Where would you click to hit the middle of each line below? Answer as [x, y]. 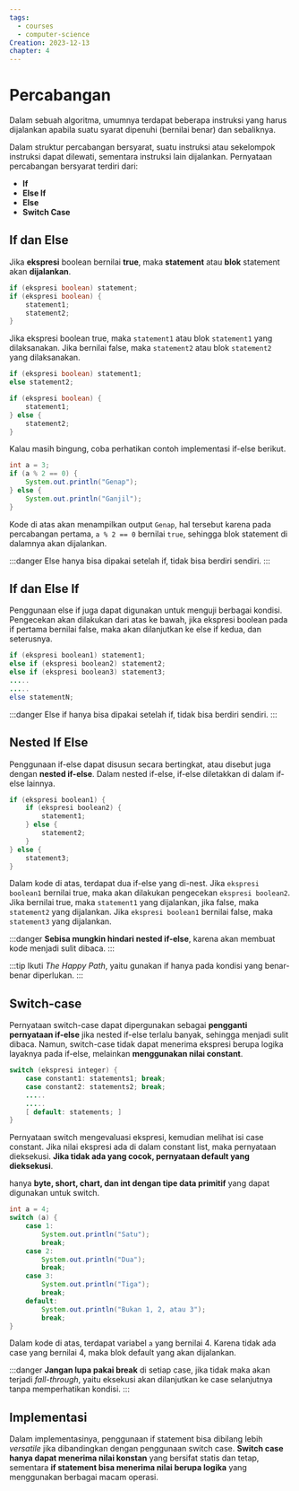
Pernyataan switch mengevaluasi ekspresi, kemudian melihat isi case [137, 1138]
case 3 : [39, 1276]
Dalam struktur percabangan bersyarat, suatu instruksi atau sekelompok [142, 147]
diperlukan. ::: [58, 975]
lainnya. [41, 783]
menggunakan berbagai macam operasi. [84, 1478]
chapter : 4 [30, 51]
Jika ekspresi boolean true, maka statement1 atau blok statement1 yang [141, 338]
